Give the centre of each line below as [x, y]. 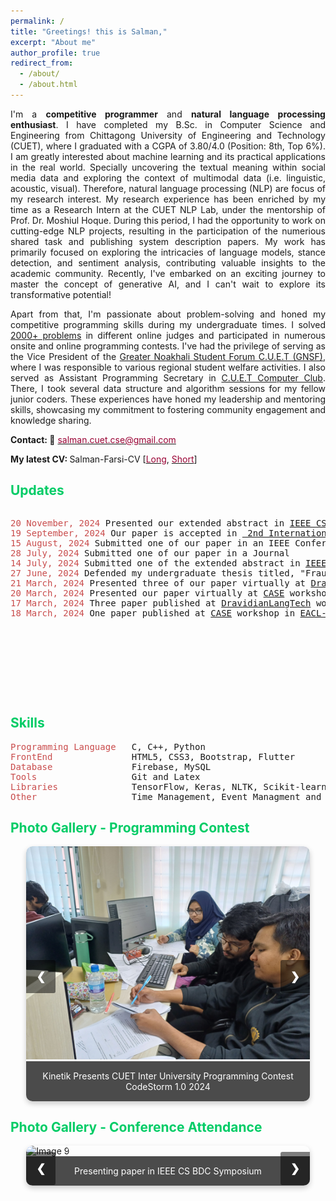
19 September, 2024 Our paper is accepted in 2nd [137, 533]
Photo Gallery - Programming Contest [130, 827]
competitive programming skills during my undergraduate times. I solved [168, 324]
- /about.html [48, 85]
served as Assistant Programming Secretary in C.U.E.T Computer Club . [168, 377]
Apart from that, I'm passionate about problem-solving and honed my [168, 314]
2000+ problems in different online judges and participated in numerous [168, 335]
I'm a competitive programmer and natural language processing [168, 114]
